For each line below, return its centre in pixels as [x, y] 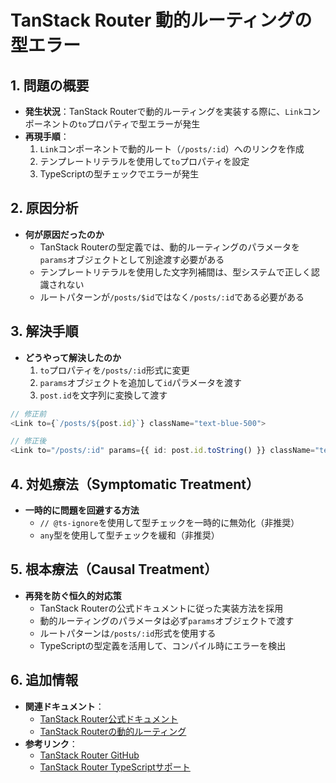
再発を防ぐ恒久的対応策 [73, 595]
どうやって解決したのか [73, 357]
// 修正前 [28, 414]
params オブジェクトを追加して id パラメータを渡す [141, 382]
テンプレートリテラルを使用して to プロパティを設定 [144, 161]
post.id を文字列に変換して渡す [103, 395]
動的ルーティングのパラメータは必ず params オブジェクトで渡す [167, 620]
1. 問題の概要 [50, 85]
